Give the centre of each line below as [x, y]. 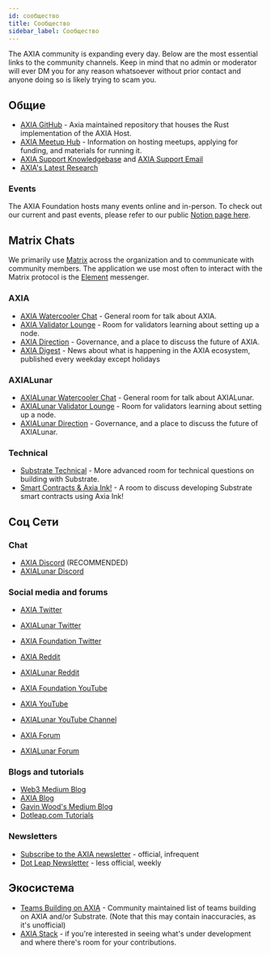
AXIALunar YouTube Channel [68, 720]
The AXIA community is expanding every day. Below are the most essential [133, 54]
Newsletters [33, 837]
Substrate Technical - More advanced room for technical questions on [137, 471]
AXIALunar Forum [49, 751]
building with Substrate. [59, 480]
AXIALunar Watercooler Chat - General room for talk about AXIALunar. [137, 397]
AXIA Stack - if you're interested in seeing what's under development [135, 933]
